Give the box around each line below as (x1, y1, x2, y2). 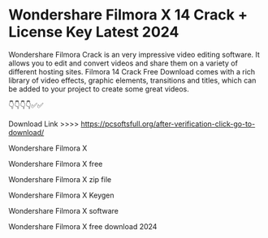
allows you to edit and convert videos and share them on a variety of (8, 58, 238, 68)
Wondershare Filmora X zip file (8, 174, 112, 184)
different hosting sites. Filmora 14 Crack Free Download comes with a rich (8, 66, 256, 76)
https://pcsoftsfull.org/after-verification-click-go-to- (80, 119, 256, 129)
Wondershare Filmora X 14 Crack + (8, 6, 248, 24)
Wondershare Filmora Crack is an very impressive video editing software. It (8, 49, 260, 59)
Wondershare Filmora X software (8, 206, 119, 215)
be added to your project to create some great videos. (8, 83, 189, 94)
